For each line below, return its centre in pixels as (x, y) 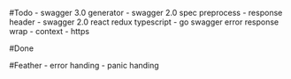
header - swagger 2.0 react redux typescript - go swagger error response (144, 22)
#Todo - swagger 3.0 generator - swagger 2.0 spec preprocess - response (146, 13)
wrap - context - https (50, 31)
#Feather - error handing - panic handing (84, 65)
